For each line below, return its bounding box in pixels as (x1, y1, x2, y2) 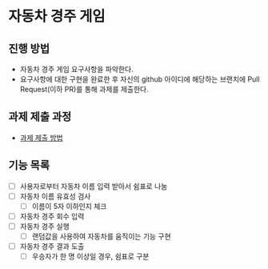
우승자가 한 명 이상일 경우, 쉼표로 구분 (31, 251, 150, 261)
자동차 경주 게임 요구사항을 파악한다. (19, 65, 134, 74)
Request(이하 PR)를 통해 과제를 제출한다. (19, 85, 150, 94)
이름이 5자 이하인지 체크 (31, 201, 107, 211)
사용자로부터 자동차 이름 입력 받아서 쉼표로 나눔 (19, 181, 168, 191)
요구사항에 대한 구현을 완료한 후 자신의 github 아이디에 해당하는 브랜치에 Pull (19, 74, 260, 84)
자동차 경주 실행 (19, 221, 70, 231)
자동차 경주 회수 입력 (19, 211, 85, 221)
